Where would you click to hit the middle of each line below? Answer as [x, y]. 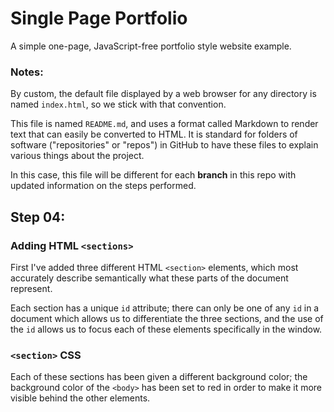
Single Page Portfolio [99, 18]
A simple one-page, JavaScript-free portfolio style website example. [151, 46]
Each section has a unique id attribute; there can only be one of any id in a [165, 308]
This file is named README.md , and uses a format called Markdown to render [164, 124]
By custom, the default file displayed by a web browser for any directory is [163, 94]
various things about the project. [77, 156]
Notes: [27, 72]
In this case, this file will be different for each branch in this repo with [153, 175]
